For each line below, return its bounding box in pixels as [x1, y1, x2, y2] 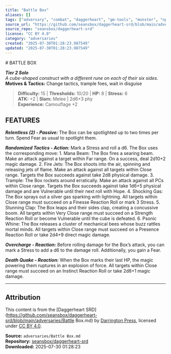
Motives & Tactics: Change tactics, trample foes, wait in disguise [5, 80, 142, 86]
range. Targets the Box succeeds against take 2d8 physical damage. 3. [5, 172, 154, 178]
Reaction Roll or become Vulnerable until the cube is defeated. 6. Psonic [5, 215, 157, 222]
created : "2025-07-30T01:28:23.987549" [5, 41, 90, 46]
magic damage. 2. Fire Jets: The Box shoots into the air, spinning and [5, 161, 150, 167]
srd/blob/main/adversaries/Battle [5, 318, 75, 324]
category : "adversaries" [5, 36, 58, 41]
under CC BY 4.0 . [5, 323, 42, 329]
